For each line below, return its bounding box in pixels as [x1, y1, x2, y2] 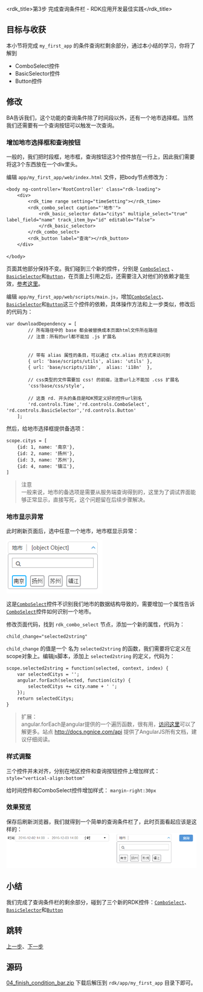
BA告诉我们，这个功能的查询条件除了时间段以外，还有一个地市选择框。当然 [6, 114, 193, 121]
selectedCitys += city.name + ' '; [28, 684, 118, 690]
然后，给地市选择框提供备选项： [6, 425, 86, 432]
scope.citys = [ [6, 437, 47, 443]
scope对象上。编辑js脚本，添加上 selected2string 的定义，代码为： [6, 653, 175, 660]
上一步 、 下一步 [6, 942, 43, 950]
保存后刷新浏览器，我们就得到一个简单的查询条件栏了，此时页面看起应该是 [6, 818, 192, 825]
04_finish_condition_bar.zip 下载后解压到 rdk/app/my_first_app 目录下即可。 [6, 979, 196, 987]
